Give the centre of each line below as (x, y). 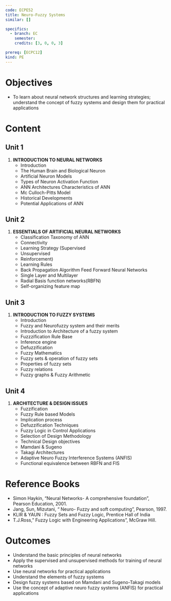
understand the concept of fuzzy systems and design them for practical (89, 102)
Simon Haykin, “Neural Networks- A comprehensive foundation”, (81, 498)
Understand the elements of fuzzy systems (58, 577)
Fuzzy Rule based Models (48, 414)
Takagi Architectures (42, 452)
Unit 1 (14, 148)
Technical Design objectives (50, 441)
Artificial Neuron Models (46, 176)
